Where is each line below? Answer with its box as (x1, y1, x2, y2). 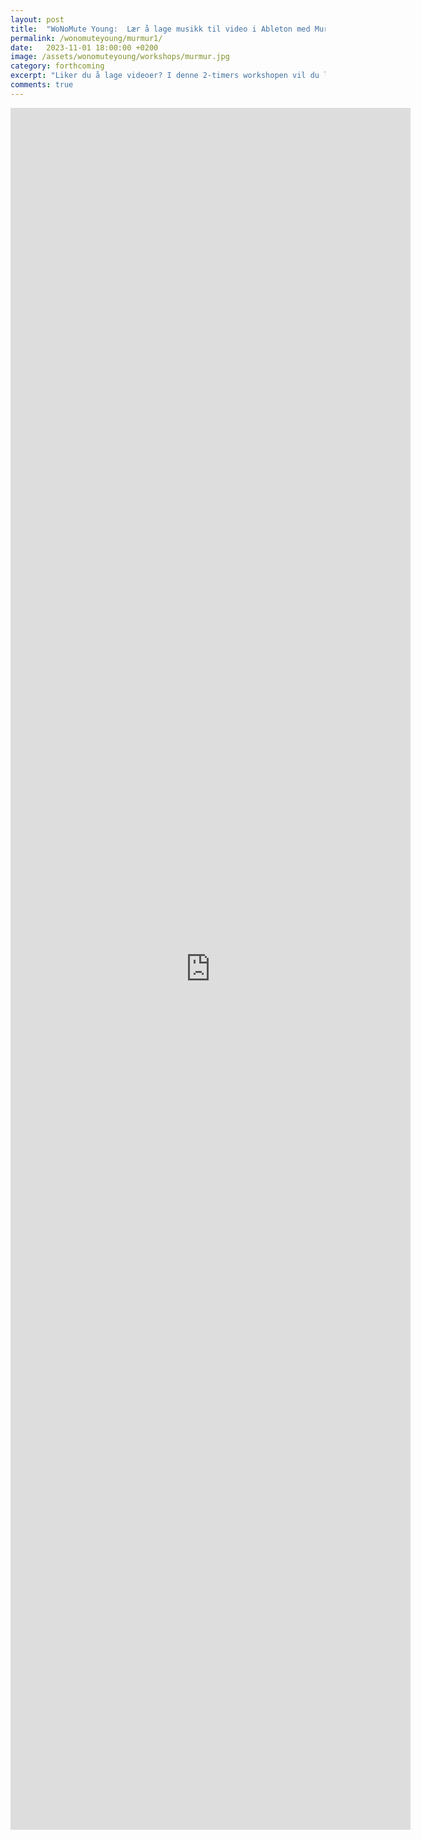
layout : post (10, 14, 65, 25)
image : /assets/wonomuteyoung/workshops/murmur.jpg (10, 52, 230, 62)
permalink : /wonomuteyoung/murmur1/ (10, 33, 163, 43)
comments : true (10, 80, 74, 90)
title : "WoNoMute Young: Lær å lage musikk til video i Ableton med (10, 24, 311, 34)
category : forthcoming (10, 61, 105, 71)
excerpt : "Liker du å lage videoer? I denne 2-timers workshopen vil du (10, 71, 320, 81)
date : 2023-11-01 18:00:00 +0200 (10, 42, 159, 53)
